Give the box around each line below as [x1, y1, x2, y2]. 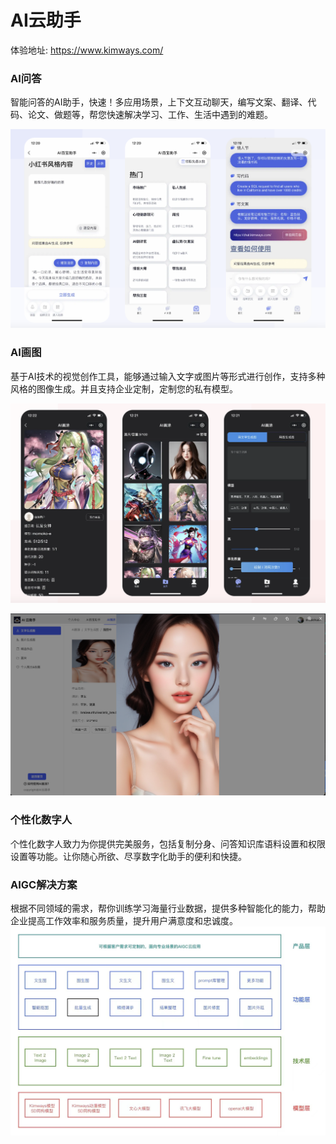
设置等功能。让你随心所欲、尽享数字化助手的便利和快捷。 [10, 850, 247, 862]
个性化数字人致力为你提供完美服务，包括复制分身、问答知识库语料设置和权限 [10, 837, 326, 850]
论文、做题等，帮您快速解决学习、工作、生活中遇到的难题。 [27, 109, 273, 121]
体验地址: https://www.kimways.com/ [10, 44, 164, 56]
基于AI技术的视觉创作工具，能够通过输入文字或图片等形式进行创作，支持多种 [10, 370, 326, 382]
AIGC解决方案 [10, 877, 78, 891]
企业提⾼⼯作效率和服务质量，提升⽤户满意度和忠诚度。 [10, 914, 238, 926]
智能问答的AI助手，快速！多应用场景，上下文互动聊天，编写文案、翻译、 [10, 96, 308, 108]
